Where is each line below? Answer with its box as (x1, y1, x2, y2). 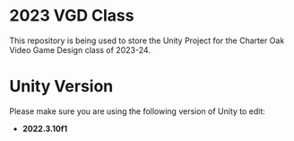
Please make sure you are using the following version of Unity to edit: (9, 105, 266, 117)
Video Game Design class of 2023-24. (9, 44, 151, 55)
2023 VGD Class (9, 5, 134, 26)
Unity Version (9, 76, 114, 97)
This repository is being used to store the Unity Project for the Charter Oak (9, 35, 285, 46)
